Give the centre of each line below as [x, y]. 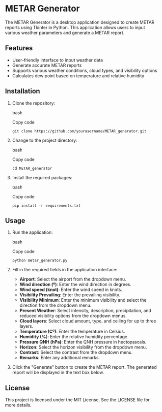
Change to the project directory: [45, 140]
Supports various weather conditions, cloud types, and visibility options [84, 70]
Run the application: [32, 232]
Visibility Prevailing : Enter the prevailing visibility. [70, 295]
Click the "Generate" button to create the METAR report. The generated [84, 367]
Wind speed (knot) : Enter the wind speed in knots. [71, 290]
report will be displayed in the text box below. [58, 373]
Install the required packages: [42, 177]
